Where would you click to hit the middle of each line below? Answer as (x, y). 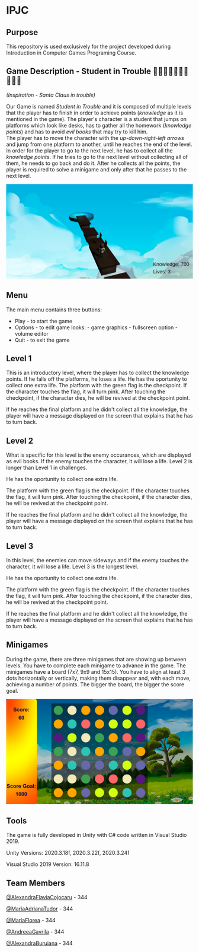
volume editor (32, 333)
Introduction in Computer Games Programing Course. (71, 53)
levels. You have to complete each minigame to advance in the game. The (96, 666)
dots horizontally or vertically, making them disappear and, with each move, (99, 678)
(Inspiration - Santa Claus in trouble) (51, 95)
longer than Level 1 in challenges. (47, 468)
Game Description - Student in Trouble (79, 71)
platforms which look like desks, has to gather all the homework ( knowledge (99, 125)
